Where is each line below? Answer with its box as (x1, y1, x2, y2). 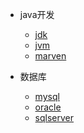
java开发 (19, 9, 55, 20)
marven (34, 50, 67, 62)
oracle (34, 101, 62, 113)
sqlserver (34, 112, 75, 123)
